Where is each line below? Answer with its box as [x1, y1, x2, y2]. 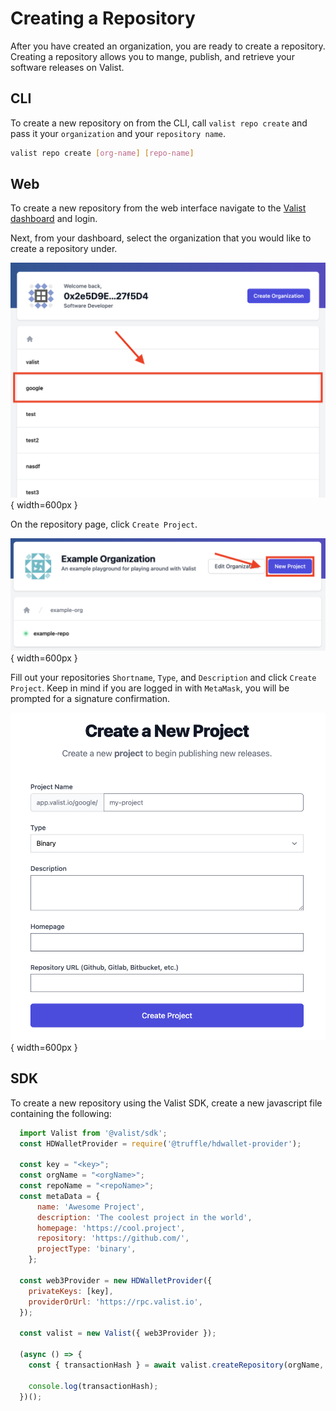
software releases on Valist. [10, 61, 125, 73]
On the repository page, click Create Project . [10, 518, 198, 531]
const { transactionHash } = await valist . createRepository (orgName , [28, 1360, 325, 1370]
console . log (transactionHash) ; [28, 1381, 159, 1391]
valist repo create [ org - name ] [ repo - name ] [10, 148, 195, 158]
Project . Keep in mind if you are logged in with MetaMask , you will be [10, 682, 290, 694]
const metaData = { [19, 1191, 101, 1201]
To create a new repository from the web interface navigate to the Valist [10, 202, 307, 214]
